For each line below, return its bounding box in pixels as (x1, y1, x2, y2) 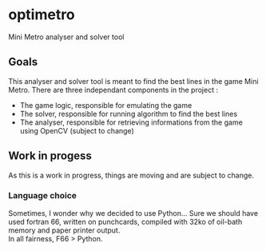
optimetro (8, 6, 76, 24)
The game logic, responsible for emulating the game (19, 100, 193, 110)
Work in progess (8, 149, 92, 163)
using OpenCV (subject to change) (19, 125, 134, 135)
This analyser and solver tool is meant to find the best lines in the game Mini (8, 76, 259, 86)
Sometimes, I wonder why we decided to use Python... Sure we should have (8, 208, 258, 217)
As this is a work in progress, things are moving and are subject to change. (8, 170, 254, 180)
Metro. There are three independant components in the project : (8, 85, 218, 94)
